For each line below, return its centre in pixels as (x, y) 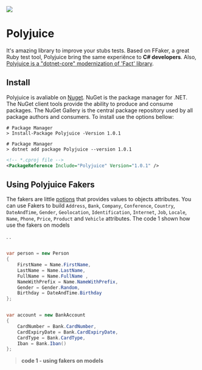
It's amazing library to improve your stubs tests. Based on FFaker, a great (98, 50)
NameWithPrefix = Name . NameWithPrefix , (68, 282)
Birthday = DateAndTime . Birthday (60, 293)
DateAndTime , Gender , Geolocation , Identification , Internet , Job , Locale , (97, 212)
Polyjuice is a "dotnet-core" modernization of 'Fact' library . (80, 63)
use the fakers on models (38, 225)
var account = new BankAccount (46, 315)
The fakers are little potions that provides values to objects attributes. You (99, 199)
